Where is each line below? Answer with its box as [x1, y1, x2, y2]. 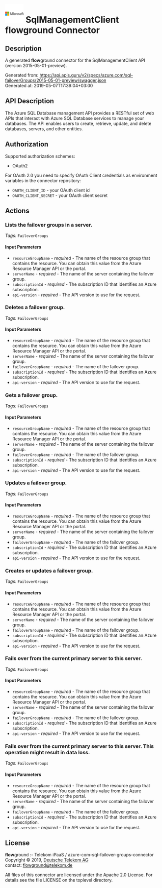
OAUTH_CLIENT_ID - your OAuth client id [12, 187, 90, 193]
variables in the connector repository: [5, 177, 81, 184]
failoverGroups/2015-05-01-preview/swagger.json [5, 77, 107, 83]
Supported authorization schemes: [5, 153, 75, 159]
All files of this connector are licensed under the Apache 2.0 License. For [5, 872, 153, 878]
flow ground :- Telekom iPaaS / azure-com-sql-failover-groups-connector [5, 852, 154, 858]
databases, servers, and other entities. [5, 125, 83, 132]
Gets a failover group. [5, 391, 58, 398]
